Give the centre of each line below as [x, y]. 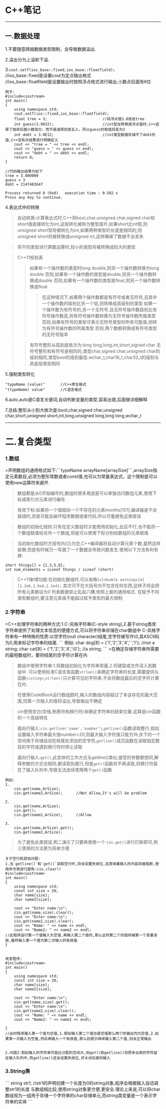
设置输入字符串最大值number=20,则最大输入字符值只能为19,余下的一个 [89, 734]
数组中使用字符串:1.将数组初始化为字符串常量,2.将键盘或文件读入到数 [87, 665]
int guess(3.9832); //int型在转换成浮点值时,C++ [85, 124]
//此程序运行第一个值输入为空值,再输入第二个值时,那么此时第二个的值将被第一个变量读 [81, 935]
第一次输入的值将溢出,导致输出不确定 [64, 701]
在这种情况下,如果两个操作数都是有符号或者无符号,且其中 [99, 297]
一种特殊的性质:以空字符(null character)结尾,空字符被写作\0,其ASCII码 [89, 636]
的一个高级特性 [32, 718]
